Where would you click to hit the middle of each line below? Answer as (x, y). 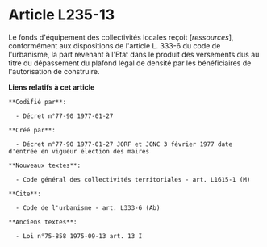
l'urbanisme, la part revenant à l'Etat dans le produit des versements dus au (134, 54)
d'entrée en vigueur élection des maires (79, 151)
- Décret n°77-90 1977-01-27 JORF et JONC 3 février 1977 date (124, 144)
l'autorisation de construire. (54, 71)
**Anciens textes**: (43, 222)
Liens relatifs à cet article (52, 87)
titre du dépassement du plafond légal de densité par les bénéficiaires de (130, 63)
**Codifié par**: (38, 102)
